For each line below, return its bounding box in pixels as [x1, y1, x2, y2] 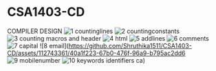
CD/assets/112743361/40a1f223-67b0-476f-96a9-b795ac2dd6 [7, 49, 186, 57]
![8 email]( [39, 41, 69, 50]
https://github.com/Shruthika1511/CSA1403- [68, 41, 193, 50]
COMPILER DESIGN [7, 27, 63, 35]
